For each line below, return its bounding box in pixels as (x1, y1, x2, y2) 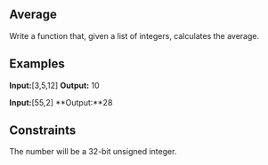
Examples (9, 57, 65, 72)
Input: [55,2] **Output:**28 (9, 97, 113, 107)
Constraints (9, 123, 77, 138)
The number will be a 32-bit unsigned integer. (9, 146, 177, 157)
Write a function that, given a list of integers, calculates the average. (9, 30, 260, 41)
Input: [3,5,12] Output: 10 (9, 80, 100, 90)
